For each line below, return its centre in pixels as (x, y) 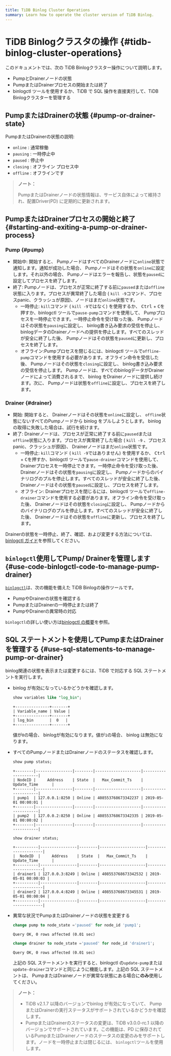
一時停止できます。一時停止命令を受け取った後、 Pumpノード (99, 319)
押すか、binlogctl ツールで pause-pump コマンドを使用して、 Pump (88, 312)
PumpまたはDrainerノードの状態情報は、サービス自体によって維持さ (90, 195)
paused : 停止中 (28, 160)
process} (20, 235)
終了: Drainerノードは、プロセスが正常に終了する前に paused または (82, 434)
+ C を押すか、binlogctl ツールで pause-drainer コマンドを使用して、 (91, 459)
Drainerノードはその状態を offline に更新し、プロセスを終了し (100, 517)
